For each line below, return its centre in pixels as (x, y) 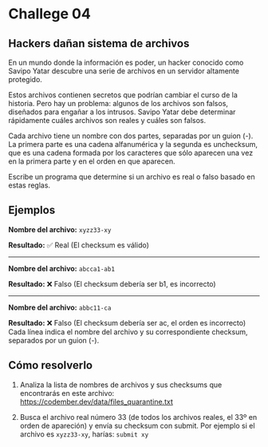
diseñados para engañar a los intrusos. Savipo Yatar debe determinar (122, 112)
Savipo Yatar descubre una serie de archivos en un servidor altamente (124, 71)
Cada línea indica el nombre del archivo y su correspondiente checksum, (128, 331)
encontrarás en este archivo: (67, 393)
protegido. (25, 79)
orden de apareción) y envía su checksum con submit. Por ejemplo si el (137, 425)
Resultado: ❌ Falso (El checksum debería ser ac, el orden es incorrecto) (127, 322)
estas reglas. (29, 185)
